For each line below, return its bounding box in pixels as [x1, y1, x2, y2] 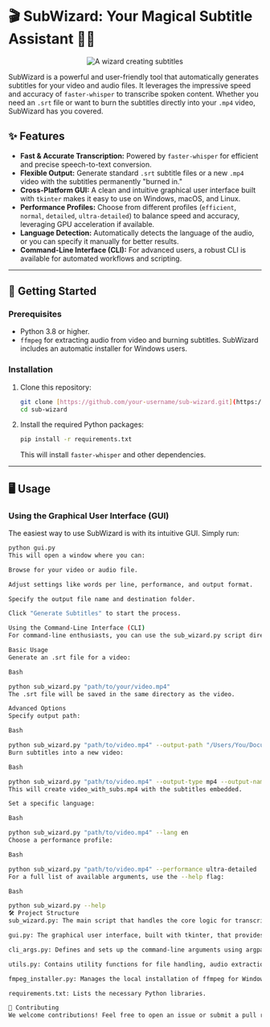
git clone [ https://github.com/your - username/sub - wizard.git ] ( [19, 398, 237, 406]
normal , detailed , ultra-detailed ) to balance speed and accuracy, [19, 211, 239, 221]
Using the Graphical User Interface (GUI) [8, 509, 170, 521]
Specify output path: [8, 712, 81, 720]
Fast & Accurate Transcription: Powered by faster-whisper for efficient [19, 151, 259, 160]
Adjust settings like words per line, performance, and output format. [8, 580, 253, 588]
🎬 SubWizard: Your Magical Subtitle [8, 7, 253, 26]
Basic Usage [8, 646, 48, 654]
